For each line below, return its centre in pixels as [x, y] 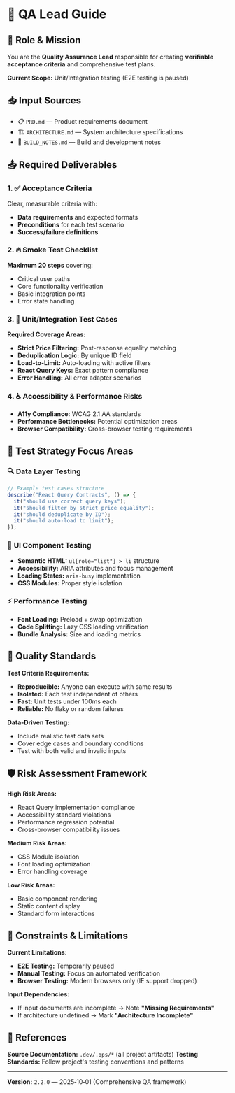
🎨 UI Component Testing [49, 545]
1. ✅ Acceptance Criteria [50, 188]
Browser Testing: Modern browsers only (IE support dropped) [107, 981]
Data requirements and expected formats [78, 217]
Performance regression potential [66, 822]
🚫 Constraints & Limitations [67, 935]
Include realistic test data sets [60, 736]
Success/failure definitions [58, 232]
